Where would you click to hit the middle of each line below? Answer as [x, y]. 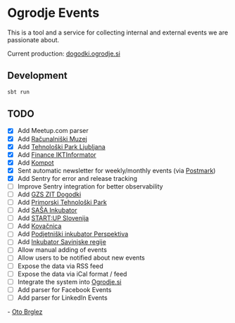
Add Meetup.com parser [53, 131]
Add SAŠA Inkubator [47, 210]
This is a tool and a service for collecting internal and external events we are [118, 32]
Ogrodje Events [53, 13]
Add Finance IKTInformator [57, 154]
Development [38, 76]
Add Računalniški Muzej [52, 139]
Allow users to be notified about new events [81, 258]
